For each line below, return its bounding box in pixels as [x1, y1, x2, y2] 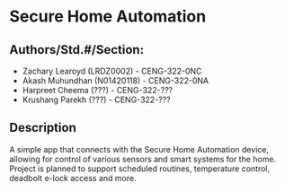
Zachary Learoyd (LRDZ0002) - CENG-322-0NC [22, 65, 202, 76]
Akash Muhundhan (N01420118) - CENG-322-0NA [22, 75, 209, 86]
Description [9, 120, 76, 135]
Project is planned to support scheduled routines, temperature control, [9, 163, 271, 174]
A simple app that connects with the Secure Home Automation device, [9, 143, 270, 154]
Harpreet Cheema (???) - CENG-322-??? [22, 85, 174, 95]
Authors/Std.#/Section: [9, 42, 145, 57]
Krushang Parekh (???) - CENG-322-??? [22, 94, 171, 105]
